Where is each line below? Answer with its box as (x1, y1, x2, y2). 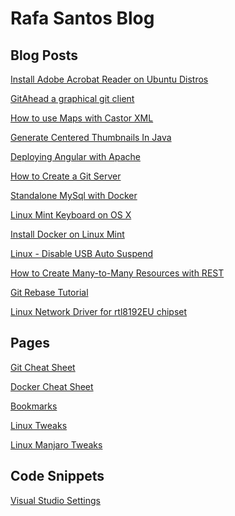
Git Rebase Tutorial (10, 287, 89, 298)
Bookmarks (10, 400, 58, 412)
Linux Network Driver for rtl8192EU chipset (10, 306, 188, 317)
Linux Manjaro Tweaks (10, 438, 103, 451)
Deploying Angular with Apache (10, 151, 141, 162)
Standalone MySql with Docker (10, 190, 138, 201)
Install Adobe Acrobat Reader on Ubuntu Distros (10, 73, 209, 85)
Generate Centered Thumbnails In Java (10, 132, 172, 143)
